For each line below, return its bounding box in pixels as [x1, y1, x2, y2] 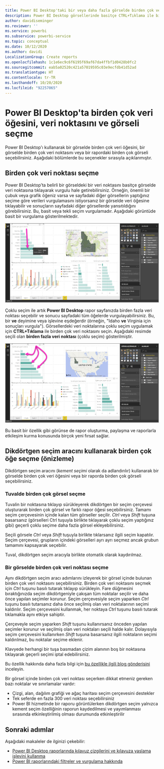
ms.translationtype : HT [5, 70, 54, 75]
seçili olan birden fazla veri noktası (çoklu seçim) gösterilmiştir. [5, 333, 133, 339]
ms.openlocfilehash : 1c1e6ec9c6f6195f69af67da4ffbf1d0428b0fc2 [5, 59, 137, 65]
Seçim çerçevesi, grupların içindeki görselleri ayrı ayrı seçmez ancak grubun [5, 537, 159, 543]
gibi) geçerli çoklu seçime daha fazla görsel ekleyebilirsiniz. [5, 522, 125, 528]
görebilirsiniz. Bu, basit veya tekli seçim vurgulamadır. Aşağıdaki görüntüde [5, 208, 156, 214]
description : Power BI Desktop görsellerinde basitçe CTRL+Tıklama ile [5, 13, 154, 18]
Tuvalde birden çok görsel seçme [5, 490, 86, 497]
